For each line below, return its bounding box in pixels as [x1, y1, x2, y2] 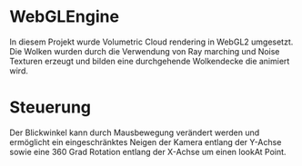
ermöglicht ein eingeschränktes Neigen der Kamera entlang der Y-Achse [9, 136, 282, 147]
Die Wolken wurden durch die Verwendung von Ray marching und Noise [9, 45, 280, 56]
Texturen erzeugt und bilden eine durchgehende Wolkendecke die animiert [9, 55, 290, 66]
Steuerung [9, 97, 92, 118]
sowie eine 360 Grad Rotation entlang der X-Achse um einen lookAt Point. [9, 146, 287, 157]
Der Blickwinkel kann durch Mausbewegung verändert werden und [9, 127, 260, 138]
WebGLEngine [9, 6, 120, 27]
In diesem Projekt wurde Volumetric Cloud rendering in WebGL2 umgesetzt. [9, 36, 294, 47]
